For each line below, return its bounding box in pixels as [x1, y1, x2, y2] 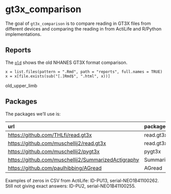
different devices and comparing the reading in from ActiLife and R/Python [5, 25, 162, 31]
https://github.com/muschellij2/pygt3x [8, 148, 100, 155]
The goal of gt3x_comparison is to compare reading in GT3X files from [5, 20, 151, 26]
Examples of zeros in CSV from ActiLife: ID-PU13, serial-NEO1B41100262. [5, 177, 159, 183]
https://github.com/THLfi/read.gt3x [8, 131, 92, 138]
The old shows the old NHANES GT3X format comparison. [5, 59, 128, 66]
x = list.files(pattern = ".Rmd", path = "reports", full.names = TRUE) [5, 69, 163, 74]
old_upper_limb [5, 82, 38, 88]
